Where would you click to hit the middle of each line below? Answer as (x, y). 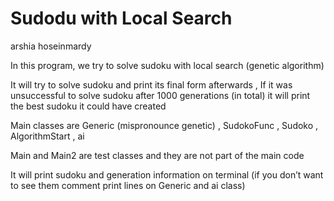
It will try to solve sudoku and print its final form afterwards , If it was (151, 84)
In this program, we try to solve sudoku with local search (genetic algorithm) (167, 65)
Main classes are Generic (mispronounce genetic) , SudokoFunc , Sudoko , (164, 125)
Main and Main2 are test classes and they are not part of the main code (157, 155)
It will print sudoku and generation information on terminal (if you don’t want (167, 174)
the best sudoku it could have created (88, 106)
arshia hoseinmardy (51, 46)
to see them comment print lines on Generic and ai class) (128, 185)
